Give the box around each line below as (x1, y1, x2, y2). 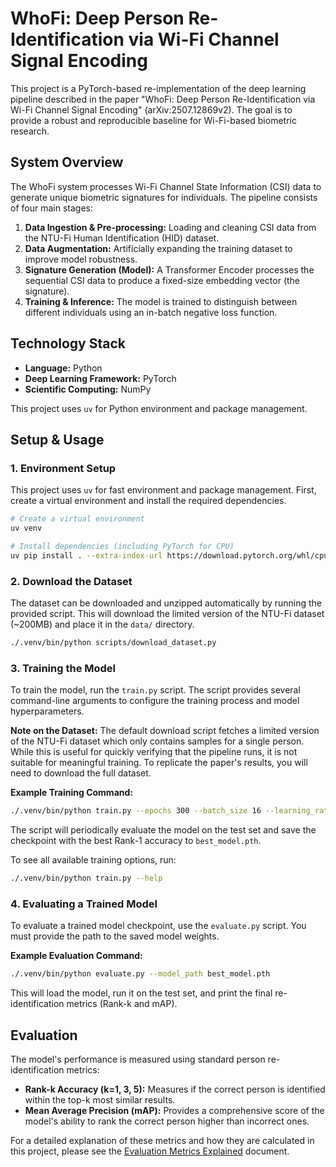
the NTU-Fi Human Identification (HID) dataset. (24, 232, 220, 244)
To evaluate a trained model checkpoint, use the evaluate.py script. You (10, 920, 307, 932)
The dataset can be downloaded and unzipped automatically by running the (10, 597, 323, 609)
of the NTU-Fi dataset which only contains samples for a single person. (10, 735, 305, 747)
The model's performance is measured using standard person (10, 1053, 266, 1065)
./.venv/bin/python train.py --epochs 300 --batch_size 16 (10, 806, 262, 816)
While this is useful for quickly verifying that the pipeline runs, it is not (10, 746, 298, 758)
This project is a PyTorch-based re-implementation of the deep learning (10, 82, 307, 94)
